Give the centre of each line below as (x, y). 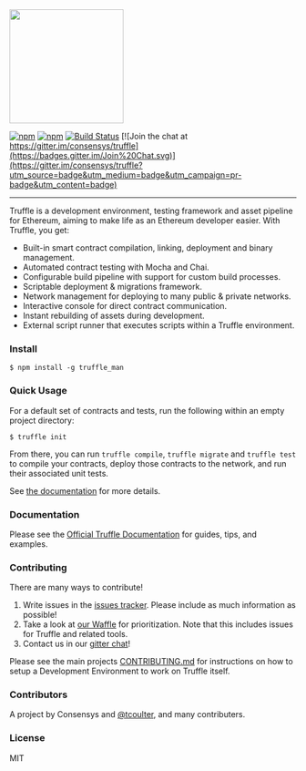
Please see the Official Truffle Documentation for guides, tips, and (133, 534)
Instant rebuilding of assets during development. (113, 315)
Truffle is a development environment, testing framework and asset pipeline (151, 211)
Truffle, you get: (40, 230)
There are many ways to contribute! (76, 588)
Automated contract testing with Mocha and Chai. (116, 267)
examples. (29, 544)
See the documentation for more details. (85, 490)
